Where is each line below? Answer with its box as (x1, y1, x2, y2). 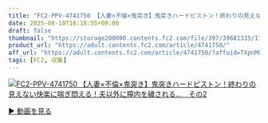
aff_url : (8, 49, 37, 57)
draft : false (8, 26, 52, 34)
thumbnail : (8, 34, 45, 42)
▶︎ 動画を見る (8, 105, 52, 116)
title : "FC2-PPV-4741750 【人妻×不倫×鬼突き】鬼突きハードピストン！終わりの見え (8, 11, 256, 20)
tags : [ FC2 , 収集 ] (8, 57, 67, 65)
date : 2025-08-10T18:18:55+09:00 (8, 19, 120, 27)
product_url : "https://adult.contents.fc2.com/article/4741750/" (8, 42, 230, 50)
